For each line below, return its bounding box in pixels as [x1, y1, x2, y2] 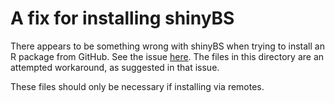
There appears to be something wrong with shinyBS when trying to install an [10, 40, 325, 52]
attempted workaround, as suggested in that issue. [10, 61, 220, 73]
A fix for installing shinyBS [10, 7, 235, 30]
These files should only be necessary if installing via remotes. [10, 80, 265, 92]
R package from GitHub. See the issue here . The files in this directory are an [10, 50, 325, 62]
